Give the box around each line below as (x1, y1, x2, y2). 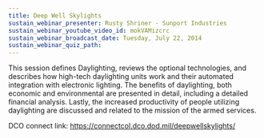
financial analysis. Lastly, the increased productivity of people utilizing (8, 97, 240, 107)
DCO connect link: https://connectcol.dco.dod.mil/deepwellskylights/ (8, 121, 236, 131)
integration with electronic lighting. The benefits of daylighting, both (8, 81, 232, 90)
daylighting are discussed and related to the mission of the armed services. (8, 105, 257, 116)
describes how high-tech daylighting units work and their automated (8, 72, 234, 81)
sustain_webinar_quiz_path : (8, 41, 102, 49)
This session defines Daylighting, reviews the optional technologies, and (8, 63, 246, 73)
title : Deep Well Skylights (8, 11, 102, 20)
